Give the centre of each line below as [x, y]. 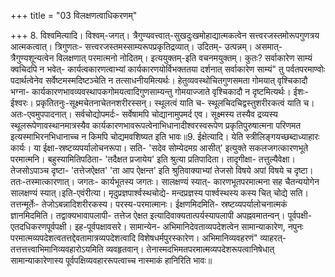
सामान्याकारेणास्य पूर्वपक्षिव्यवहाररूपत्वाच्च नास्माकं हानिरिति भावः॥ [111, 260]
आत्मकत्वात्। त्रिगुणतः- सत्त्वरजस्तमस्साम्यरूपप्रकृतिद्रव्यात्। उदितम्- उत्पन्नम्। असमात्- [146, 46]
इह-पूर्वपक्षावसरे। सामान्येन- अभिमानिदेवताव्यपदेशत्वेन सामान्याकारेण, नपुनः [189, 226]
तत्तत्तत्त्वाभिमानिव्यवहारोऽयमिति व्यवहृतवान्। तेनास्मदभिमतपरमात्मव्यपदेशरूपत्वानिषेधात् [142, 249]
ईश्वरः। [22, 103]
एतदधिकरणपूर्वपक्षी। [41, 226]
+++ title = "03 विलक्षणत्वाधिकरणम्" [74, 15]
